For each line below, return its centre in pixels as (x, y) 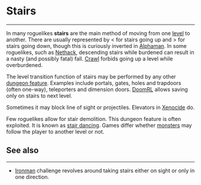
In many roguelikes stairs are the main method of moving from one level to (98, 33)
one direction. (32, 177)
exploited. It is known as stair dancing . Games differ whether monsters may (99, 125)
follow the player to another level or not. (55, 131)
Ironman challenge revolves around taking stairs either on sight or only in (105, 170)
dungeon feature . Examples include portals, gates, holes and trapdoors (94, 83)
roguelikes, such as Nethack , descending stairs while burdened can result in (100, 52)
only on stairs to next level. (39, 95)
